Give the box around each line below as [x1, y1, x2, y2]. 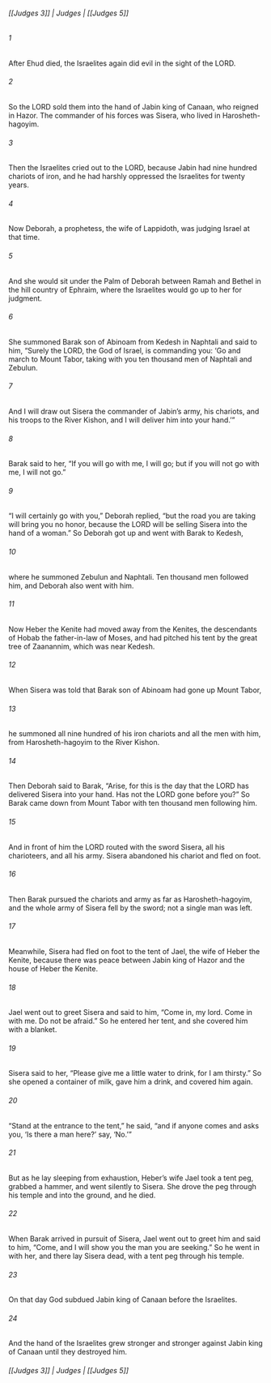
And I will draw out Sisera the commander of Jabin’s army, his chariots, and [8, 407, 260, 417]
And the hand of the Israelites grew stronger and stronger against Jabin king [8, 1338, 263, 1348]
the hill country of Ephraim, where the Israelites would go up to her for [8, 285, 243, 294]
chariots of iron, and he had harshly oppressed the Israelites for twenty [8, 172, 245, 182]
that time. [8, 233, 40, 242]
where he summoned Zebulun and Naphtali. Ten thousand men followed [8, 572, 249, 581]
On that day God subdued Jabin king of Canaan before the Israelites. [8, 1295, 238, 1304]
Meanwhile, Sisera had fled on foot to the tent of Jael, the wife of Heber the [8, 947, 260, 957]
